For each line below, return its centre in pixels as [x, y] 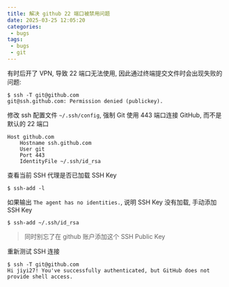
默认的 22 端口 [28, 123]
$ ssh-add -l [26, 188]
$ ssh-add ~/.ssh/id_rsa [43, 223]
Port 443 [32, 155]
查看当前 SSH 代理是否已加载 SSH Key [62, 175]
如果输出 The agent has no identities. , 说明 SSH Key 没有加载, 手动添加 [112, 202]
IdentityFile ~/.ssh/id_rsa [60, 161]
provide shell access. [40, 277]
